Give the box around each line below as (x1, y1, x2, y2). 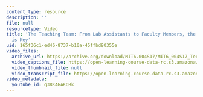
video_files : (6, 48, 39, 54)
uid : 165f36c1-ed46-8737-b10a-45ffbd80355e (6, 43, 118, 49)
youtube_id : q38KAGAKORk (11, 82, 74, 88)
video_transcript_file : (11, 70, 71, 77)
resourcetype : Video (6, 25, 59, 32)
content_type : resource (6, 8, 66, 15)
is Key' (11, 37, 31, 43)
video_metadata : (6, 76, 47, 82)
